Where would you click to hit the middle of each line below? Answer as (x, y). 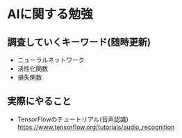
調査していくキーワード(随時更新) (79, 42)
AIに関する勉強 (50, 14)
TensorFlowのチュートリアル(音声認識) (73, 119)
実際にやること (39, 101)
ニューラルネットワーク (51, 60)
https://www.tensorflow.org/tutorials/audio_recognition (96, 127)
